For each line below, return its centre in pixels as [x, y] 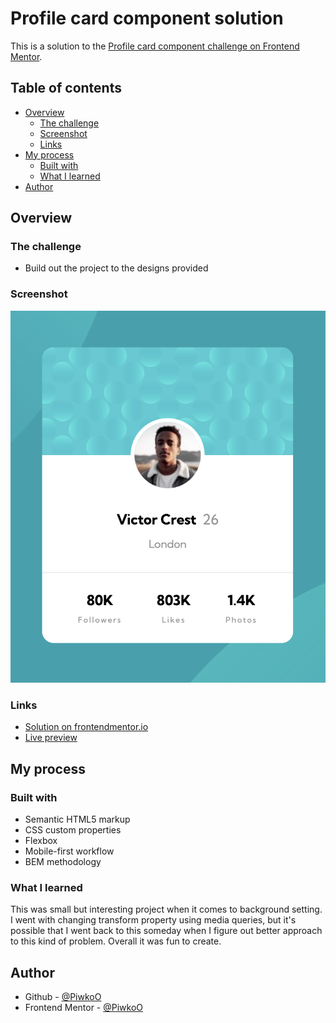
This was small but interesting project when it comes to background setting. [166, 909]
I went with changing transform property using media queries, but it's [153, 920]
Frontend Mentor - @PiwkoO [84, 1008]
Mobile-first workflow [69, 851]
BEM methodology [63, 861]
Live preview [51, 738]
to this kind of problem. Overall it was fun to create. [116, 941]
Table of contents [66, 88]
